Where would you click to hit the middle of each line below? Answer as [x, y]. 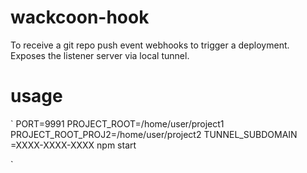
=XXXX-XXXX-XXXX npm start [73, 145]
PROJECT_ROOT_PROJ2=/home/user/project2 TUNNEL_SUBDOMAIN [154, 134]
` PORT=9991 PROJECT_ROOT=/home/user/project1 [117, 123]
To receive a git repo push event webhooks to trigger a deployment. [150, 45]
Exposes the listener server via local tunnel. [100, 55]
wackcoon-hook [80, 17]
